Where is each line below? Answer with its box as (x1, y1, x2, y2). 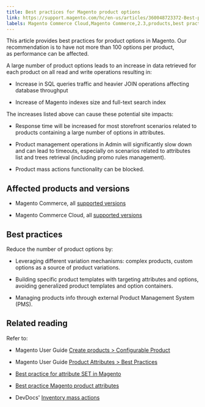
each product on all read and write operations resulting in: (6, 69, 153, 76)
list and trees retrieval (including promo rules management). (15, 154, 166, 161)
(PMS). (15, 301, 33, 308)
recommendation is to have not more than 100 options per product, (6, 43, 175, 51)
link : (6, 15, 20, 21)
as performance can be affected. (6, 50, 90, 58)
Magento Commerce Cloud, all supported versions (15, 212, 142, 219)
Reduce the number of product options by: (6, 245, 113, 253)
